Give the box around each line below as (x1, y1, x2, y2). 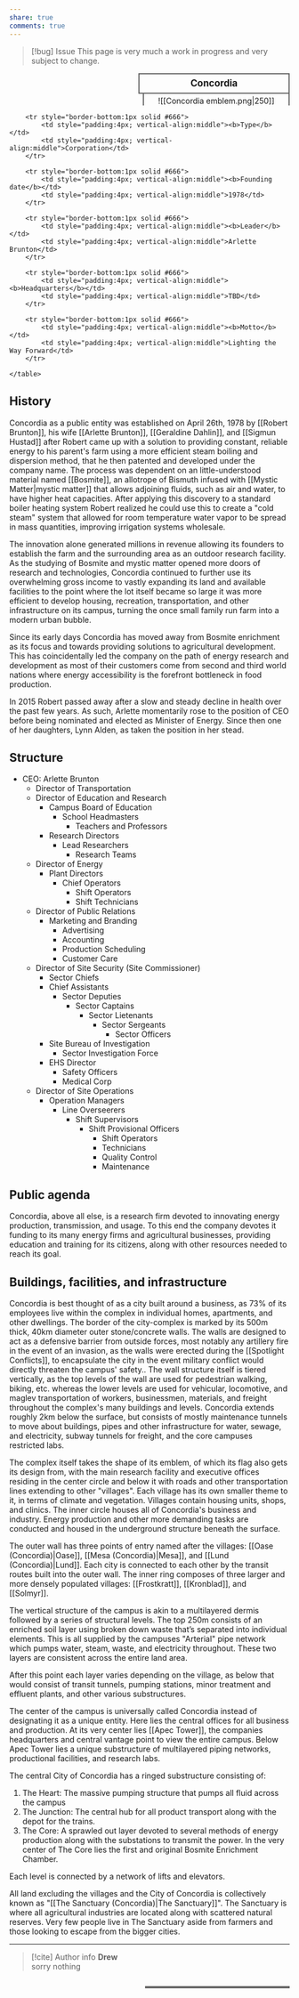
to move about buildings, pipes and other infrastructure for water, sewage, (9, 1420, 282, 1431)
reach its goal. (9, 1249, 61, 1259)
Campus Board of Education (48, 802, 153, 813)
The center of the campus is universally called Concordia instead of (9, 1705, 258, 1716)
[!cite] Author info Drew (30, 1951, 118, 1962)
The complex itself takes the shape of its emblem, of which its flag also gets (9, 1457, 287, 1468)
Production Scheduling (61, 944, 146, 955)
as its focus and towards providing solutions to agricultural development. (9, 641, 276, 651)
